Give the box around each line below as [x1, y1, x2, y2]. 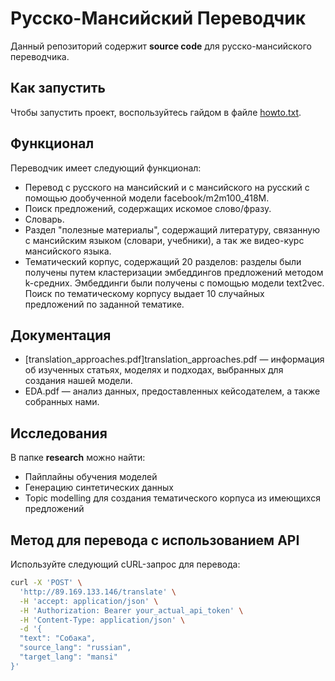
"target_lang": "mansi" [19, 652, 118, 662]
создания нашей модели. [24, 375, 133, 387]
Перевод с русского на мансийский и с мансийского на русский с [24, 181, 310, 193]
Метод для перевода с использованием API [10, 532, 300, 549]
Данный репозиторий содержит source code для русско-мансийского [10, 40, 312, 52]
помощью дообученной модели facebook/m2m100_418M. [24, 192, 270, 204]
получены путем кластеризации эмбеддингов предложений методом [24, 266, 324, 278]
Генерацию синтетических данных [24, 482, 174, 494]
